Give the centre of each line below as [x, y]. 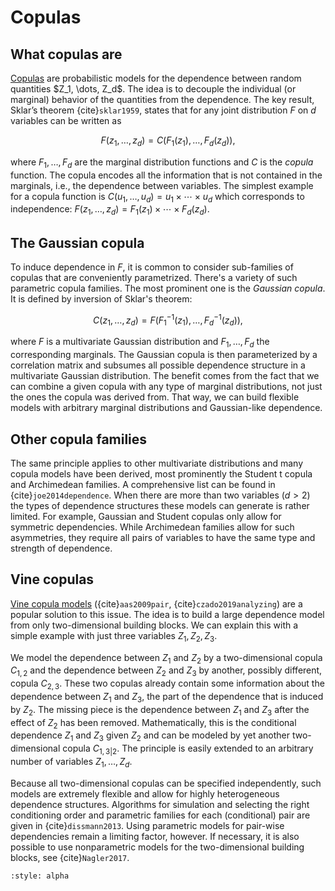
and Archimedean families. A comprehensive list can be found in [143, 485]
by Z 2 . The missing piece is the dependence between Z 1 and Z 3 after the [160, 710]
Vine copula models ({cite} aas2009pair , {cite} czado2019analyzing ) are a [156, 603]
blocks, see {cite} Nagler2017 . [70, 857]
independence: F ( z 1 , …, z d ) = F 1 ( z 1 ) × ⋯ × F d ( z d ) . [110, 210]
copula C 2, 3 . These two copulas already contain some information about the [167, 684]
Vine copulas [52, 579]
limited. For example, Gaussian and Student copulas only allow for [146, 517]
